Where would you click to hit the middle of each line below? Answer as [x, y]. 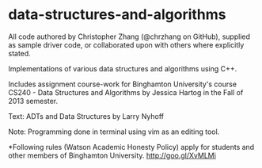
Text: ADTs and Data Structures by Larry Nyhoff [86, 116]
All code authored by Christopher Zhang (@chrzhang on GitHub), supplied [129, 36]
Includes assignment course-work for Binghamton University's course [123, 84]
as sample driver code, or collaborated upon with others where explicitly [126, 44]
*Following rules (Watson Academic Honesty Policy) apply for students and [131, 147]
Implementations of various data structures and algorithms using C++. [123, 68]
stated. [20, 53]
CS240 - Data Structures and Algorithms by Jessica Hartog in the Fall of [126, 92]
